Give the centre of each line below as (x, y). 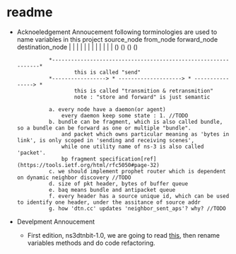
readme (30, 12)
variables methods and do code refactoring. (92, 243)
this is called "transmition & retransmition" (143, 91)
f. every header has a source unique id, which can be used (139, 196)
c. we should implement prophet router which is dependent (137, 171)
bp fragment (79, 159)
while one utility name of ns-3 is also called (133, 146)
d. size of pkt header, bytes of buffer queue (118, 184)
